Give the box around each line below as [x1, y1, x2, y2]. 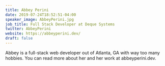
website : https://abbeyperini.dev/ [5, 31, 81, 36]
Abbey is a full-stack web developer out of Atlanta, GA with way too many [5, 49, 160, 56]
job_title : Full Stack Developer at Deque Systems [5, 21, 115, 27]
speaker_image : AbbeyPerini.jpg [5, 17, 74, 22]
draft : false [5, 36, 33, 41]
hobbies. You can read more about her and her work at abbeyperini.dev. [5, 55, 156, 61]
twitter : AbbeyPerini [5, 26, 51, 31]
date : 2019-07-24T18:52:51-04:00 [5, 12, 76, 17]
